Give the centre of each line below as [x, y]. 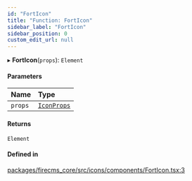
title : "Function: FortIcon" [50, 20]
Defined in [23, 154]
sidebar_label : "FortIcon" [47, 27]
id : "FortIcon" [30, 14]
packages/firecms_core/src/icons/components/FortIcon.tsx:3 [96, 170]
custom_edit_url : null [40, 40]
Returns [19, 123]
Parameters [25, 76]
